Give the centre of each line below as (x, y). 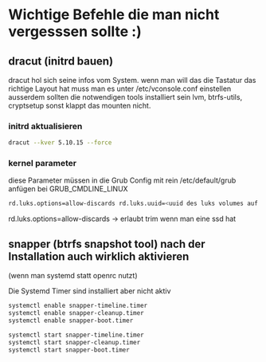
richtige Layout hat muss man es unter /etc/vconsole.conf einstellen (120, 89)
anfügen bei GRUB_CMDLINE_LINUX (68, 189)
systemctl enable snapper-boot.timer (71, 321)
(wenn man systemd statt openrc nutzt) (73, 276)
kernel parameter (43, 163)
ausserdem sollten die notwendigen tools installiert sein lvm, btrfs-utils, (125, 97)
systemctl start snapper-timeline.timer (76, 335)
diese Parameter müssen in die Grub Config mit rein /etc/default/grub (122, 180)
